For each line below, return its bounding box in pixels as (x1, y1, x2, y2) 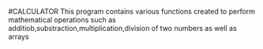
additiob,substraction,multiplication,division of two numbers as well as (8, 24, 237, 32)
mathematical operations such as (8, 15, 116, 24)
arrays (8, 32, 29, 41)
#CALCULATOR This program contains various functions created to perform (8, 7, 255, 16)
